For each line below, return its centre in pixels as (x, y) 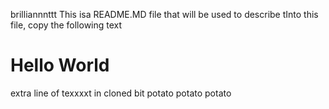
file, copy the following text (66, 25)
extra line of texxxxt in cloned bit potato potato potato (121, 93)
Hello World (60, 65)
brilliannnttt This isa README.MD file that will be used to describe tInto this (164, 14)
